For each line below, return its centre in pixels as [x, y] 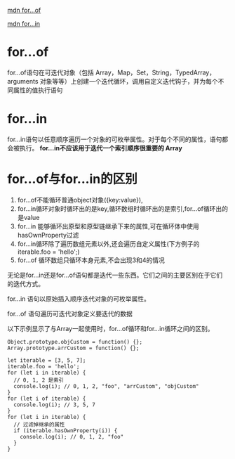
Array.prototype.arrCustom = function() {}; [73, 348]
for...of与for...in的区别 [73, 179]
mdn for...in [24, 24]
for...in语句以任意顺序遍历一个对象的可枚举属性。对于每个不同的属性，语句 [115, 139]
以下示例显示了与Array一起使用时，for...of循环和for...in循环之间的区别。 [110, 328]
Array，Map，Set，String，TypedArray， [156, 72]
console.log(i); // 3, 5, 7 [55, 405]
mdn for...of [24, 10]
